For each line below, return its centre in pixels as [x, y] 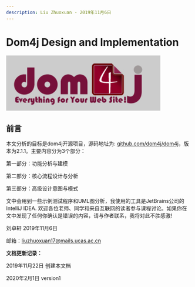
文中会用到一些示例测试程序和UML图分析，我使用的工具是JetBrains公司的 [95, 201]
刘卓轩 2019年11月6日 [32, 228]
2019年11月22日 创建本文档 [39, 266]
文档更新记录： [24, 253]
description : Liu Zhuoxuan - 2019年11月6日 [59, 12]
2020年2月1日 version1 [33, 278]
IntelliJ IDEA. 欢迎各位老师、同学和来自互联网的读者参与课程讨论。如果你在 [97, 208]
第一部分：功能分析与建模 [37, 163]
